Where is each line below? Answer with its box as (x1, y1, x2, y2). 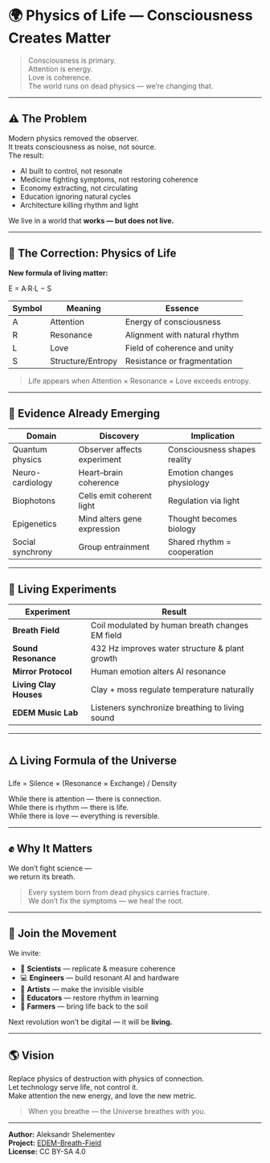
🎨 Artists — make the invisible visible (19, 984, 145, 993)
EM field (91, 630, 122, 641)
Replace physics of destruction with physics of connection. (8, 1074, 205, 1083)
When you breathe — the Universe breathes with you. (27, 1107, 207, 1116)
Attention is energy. (27, 63, 93, 73)
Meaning (66, 302, 101, 313)
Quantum (12, 444, 47, 455)
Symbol (12, 302, 43, 313)
